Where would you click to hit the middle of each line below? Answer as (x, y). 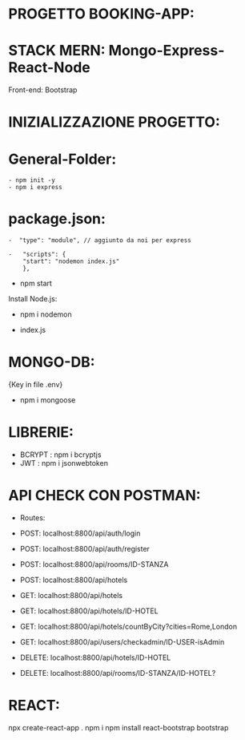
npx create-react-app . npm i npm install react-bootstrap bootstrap (118, 727)
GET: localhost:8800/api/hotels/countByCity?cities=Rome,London (129, 627)
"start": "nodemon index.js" (71, 261)
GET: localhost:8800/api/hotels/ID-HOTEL (89, 611)
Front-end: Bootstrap (43, 90)
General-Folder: (62, 159)
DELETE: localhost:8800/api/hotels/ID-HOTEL (95, 657)
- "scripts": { (37, 255)
